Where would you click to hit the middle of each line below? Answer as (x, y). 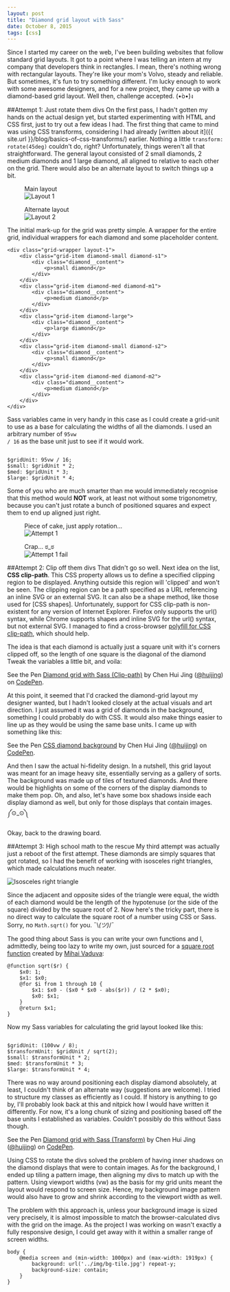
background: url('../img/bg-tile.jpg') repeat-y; (104, 1264)
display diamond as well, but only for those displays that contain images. (110, 803)
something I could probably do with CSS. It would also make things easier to (115, 718)
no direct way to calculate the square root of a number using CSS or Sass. (112, 917)
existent (18, 612)
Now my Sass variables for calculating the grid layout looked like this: (105, 1027)
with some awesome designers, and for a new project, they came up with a (113, 89)
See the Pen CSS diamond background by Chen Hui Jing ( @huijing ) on (107, 745)
